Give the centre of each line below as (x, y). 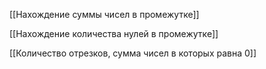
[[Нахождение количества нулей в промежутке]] (114, 33)
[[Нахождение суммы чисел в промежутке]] (104, 14)
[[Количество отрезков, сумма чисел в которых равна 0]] (133, 53)
